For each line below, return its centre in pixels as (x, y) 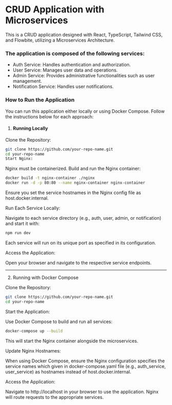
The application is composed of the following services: (75, 54)
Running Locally (30, 128)
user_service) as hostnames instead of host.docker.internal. (68, 372)
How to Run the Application (40, 100)
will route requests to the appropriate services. (55, 397)
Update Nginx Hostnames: (33, 350)
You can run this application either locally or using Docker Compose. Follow (85, 111)
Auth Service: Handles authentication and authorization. (72, 65)
